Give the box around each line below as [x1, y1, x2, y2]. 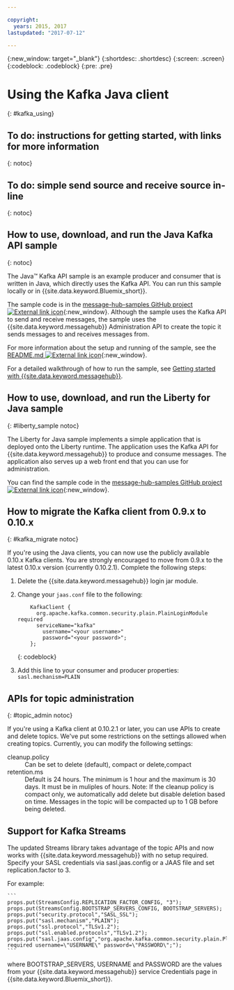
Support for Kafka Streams [7, 825, 127, 837]
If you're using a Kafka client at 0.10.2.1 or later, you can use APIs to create [7, 725, 221, 733]
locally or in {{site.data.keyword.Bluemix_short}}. [7, 287, 148, 295]
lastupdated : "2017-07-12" [7, 29, 86, 36]
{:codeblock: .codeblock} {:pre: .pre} [7, 62, 113, 70]
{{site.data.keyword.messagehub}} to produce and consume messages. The [7, 449, 227, 458]
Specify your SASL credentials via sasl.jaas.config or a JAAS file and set [7, 859, 214, 867]
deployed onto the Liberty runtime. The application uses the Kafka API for [7, 442, 219, 451]
